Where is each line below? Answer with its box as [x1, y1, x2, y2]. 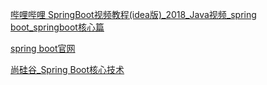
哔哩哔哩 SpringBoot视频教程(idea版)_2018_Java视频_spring [10, 9, 257, 20]
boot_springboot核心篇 [10, 21, 105, 33]
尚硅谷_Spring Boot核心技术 [10, 64, 125, 75]
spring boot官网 [10, 43, 76, 54]
